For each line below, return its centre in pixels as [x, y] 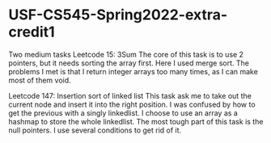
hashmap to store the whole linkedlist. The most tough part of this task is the [136, 121]
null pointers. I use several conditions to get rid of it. [95, 130]
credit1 [32, 32]
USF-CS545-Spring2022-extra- [118, 15]
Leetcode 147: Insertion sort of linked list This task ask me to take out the [130, 95]
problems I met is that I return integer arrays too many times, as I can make [133, 71]
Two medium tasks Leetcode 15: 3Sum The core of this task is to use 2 [126, 54]
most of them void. [40, 80]
